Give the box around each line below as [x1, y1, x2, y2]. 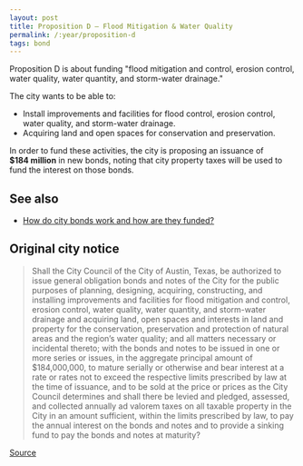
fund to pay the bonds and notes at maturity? [31, 429, 201, 441]
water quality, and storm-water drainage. [22, 118, 176, 129]
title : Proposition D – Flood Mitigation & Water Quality [9, 22, 233, 31]
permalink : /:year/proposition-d [9, 30, 136, 39]
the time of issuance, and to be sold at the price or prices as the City [31, 381, 288, 392]
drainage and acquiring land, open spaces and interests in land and [31, 313, 284, 324]
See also [9, 191, 59, 206]
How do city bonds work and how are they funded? [22, 215, 215, 226]
